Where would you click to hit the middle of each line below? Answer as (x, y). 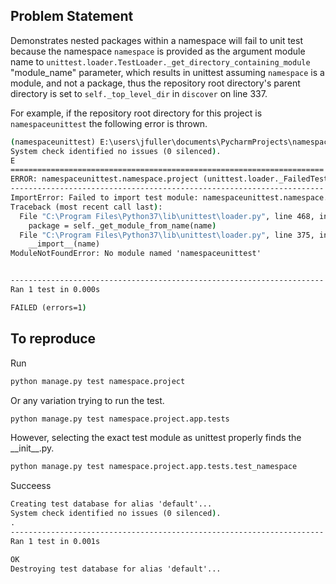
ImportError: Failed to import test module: (104, 198)
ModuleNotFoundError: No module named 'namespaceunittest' (136, 254)
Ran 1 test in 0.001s (55, 541)
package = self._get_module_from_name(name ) (122, 225)
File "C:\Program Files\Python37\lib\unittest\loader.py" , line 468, (167, 216)
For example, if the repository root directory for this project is (136, 113)
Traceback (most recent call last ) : (86, 207)
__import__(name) (64, 244)
